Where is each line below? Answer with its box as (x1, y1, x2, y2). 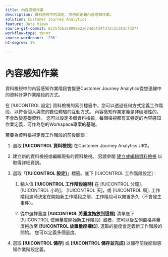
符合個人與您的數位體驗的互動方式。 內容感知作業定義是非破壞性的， (18, 109, 161, 115)
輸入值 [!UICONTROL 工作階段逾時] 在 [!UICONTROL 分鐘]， (20, 181, 145, 187)
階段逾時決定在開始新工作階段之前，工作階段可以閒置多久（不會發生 (20, 193, 162, 199)
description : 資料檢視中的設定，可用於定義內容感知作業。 (5, 12, 114, 17)
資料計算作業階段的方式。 (9, 92, 63, 98)
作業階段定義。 (17, 246, 48, 252)
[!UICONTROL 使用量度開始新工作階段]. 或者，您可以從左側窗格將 (20, 217, 156, 223)
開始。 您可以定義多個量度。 (20, 229, 79, 235)
